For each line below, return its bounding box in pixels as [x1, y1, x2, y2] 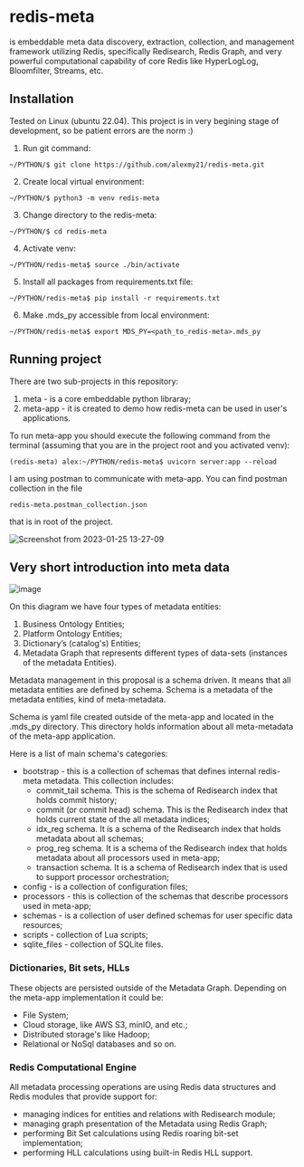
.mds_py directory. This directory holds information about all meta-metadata [9, 722, 294, 732]
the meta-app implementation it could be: [9, 991, 165, 1002]
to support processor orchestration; [35, 872, 169, 883]
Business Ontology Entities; [22, 618, 125, 630]
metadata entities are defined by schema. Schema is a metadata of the [9, 684, 273, 695]
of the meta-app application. [9, 731, 116, 741]
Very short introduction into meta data [9, 560, 231, 575]
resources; [22, 920, 63, 931]
